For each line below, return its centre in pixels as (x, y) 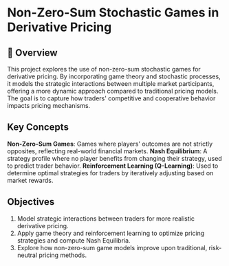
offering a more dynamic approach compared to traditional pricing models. (113, 91)
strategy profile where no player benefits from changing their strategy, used (115, 158)
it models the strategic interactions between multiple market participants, (111, 84)
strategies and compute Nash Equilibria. (74, 240)
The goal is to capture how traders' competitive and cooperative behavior (111, 98)
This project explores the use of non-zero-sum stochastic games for (104, 69)
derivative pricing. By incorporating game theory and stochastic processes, (114, 76)
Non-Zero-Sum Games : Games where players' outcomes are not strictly (110, 144)
